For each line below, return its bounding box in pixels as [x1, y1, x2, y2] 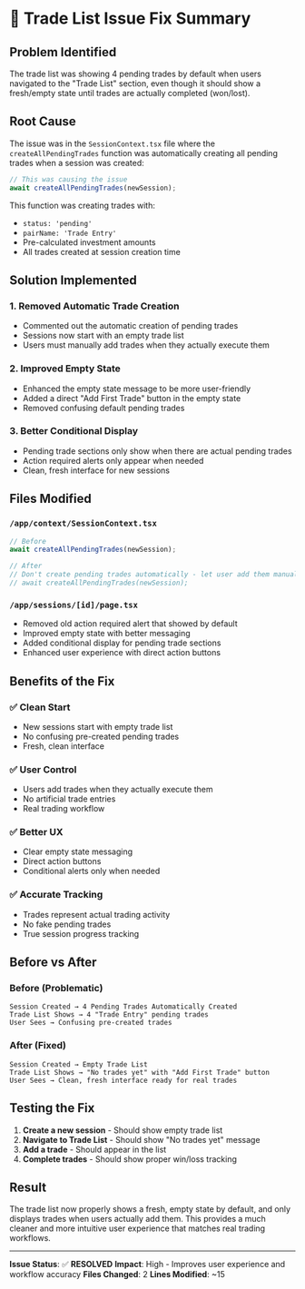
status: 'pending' [22, 219, 93, 228]
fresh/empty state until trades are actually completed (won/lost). [9, 88, 251, 98]
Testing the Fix [9, 1100, 95, 1116]
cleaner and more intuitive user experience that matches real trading [9, 1223, 266, 1234]
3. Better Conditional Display [9, 425, 139, 438]
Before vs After [9, 955, 97, 970]
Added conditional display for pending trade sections [22, 637, 221, 648]
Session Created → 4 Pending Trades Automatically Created [9, 1002, 238, 1011]
